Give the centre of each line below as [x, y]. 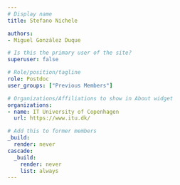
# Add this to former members [52, 131]
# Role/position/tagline [44, 73]
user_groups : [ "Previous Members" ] [60, 85]
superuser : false [33, 60]
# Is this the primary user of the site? [70, 53]
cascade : [20, 151]
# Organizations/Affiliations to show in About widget [90, 98]
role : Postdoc [28, 79]
